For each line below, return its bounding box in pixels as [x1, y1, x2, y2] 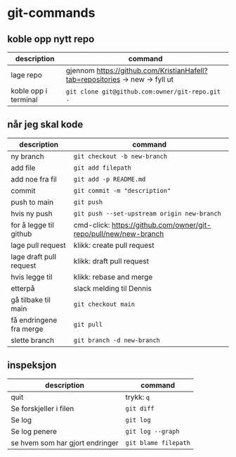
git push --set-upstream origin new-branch [73, 209, 221, 218]
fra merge [11, 324, 44, 334]
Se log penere [11, 426, 58, 436]
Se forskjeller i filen [11, 403, 74, 413]
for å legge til [11, 220, 55, 230]
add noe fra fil [11, 174, 58, 184]
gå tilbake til [11, 294, 51, 304]
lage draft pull [11, 251, 57, 261]
